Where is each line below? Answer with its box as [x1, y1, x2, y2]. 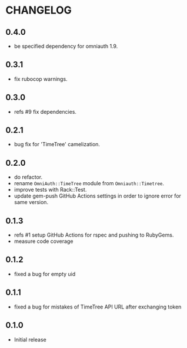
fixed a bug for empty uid [14, 270, 76, 277]
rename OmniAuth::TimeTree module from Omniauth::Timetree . [14, 180, 165, 187]
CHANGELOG [5, 4, 72, 17]
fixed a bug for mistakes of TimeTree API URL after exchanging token [14, 303, 182, 310]
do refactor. [14, 173, 42, 180]
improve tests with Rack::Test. [14, 186, 87, 193]
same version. [14, 199, 48, 206]
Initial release [14, 336, 46, 343]
